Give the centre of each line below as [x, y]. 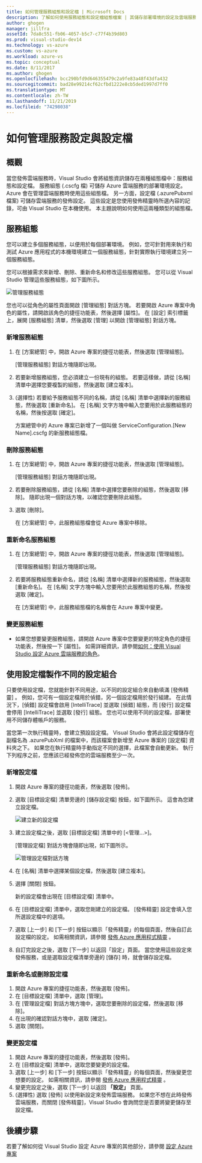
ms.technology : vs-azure [37, 46]
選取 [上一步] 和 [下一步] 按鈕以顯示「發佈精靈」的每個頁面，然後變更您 [103, 1072]
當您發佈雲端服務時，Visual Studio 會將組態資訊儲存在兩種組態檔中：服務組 [100, 178]
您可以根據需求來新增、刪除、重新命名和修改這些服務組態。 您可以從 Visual [99, 272]
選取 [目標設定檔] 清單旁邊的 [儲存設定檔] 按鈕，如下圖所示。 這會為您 [101, 799]
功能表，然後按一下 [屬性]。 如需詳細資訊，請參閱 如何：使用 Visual [98, 646]
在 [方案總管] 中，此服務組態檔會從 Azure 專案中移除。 [82, 522]
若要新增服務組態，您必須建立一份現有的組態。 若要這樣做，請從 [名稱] [103, 377]
